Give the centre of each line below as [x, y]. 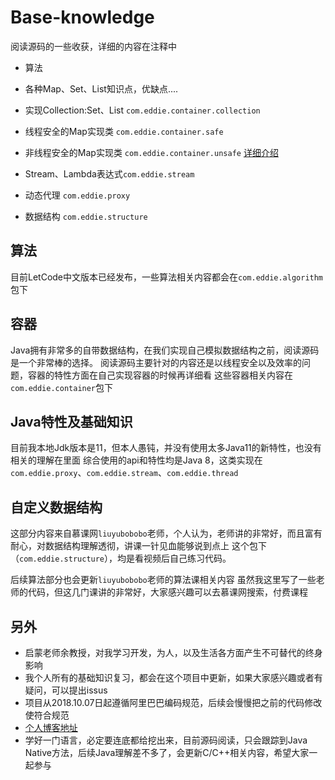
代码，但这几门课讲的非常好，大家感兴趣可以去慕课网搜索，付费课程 [167, 592]
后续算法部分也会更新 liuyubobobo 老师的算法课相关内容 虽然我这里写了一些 [163, 580]
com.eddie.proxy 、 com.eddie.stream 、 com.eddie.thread [124, 473]
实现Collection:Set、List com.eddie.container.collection [142, 110]
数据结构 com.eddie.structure [86, 216]
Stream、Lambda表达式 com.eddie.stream [109, 173]
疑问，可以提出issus [66, 690]
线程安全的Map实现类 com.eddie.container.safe [124, 131]
